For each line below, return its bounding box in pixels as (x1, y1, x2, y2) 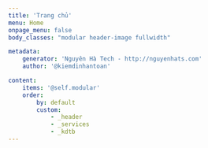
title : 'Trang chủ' (8, 11, 72, 20)
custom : (36, 105, 61, 114)
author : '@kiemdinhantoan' (22, 62, 111, 71)
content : (8, 76, 37, 84)
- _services (50, 120, 90, 128)
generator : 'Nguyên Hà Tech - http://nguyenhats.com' (22, 55, 202, 63)
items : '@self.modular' (22, 83, 101, 91)
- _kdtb (50, 128, 76, 136)
